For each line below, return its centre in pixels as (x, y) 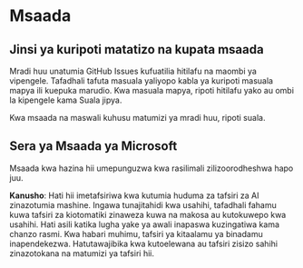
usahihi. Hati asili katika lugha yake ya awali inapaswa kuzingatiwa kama (144, 224)
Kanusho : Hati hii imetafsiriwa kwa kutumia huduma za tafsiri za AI (135, 195)
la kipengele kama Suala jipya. (66, 100)
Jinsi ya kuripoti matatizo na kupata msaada (137, 50)
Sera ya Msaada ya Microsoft (93, 146)
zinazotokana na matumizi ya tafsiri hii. (82, 253)
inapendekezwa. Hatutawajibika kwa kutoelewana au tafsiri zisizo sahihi (144, 243)
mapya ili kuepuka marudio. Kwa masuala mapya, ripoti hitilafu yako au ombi (152, 90)
